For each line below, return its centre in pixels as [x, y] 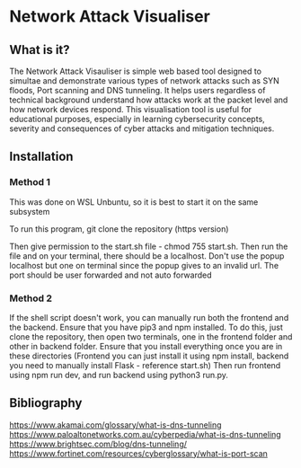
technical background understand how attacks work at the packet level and [149, 100]
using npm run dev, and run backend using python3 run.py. [119, 375]
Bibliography [46, 403]
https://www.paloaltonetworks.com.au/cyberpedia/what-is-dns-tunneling [145, 434]
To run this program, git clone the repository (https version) [119, 229]
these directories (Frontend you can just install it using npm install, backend [149, 356]
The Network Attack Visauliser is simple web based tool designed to [136, 71]
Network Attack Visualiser [110, 17]
